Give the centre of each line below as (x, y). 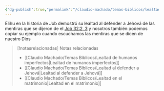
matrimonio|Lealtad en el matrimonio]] (63, 83)
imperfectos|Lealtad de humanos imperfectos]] (72, 62)
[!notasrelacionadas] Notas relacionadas (58, 48)
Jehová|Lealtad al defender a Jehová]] (63, 73)
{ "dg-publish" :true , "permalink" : (39, 9)
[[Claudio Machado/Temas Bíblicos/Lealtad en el (73, 78)
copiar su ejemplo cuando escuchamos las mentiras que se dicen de (74, 33)
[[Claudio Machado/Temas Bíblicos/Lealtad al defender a (82, 68)
